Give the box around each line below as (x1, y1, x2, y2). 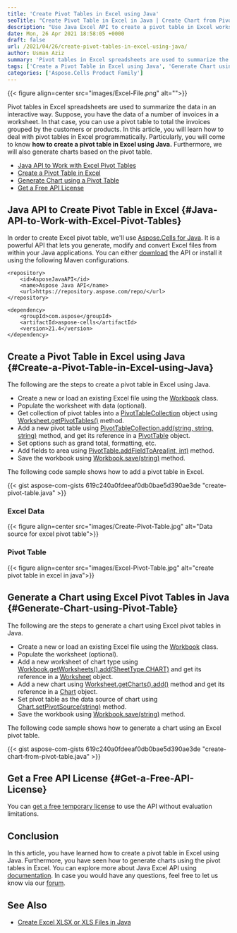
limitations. (7, 810, 39, 818)
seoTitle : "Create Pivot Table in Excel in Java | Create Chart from (7, 17, 217, 24)
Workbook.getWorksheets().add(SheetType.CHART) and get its (17, 664, 202, 673)
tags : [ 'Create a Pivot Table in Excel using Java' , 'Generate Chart (7, 63, 217, 70)
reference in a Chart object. (17, 687, 98, 695)
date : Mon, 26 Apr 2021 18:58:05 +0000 (7, 30, 125, 37)
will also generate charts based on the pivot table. (7, 147, 153, 156)
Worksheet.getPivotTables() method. (17, 417, 125, 425)
